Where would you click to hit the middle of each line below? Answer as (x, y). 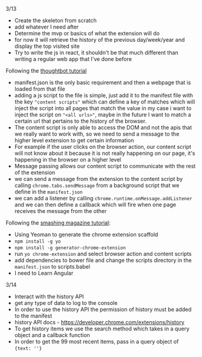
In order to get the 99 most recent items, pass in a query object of (96, 342)
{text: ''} (28, 349)
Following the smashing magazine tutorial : (58, 223)
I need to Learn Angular (44, 273)
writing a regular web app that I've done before (73, 59)
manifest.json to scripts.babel (52, 267)
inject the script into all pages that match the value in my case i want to (103, 108)
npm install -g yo (37, 241)
